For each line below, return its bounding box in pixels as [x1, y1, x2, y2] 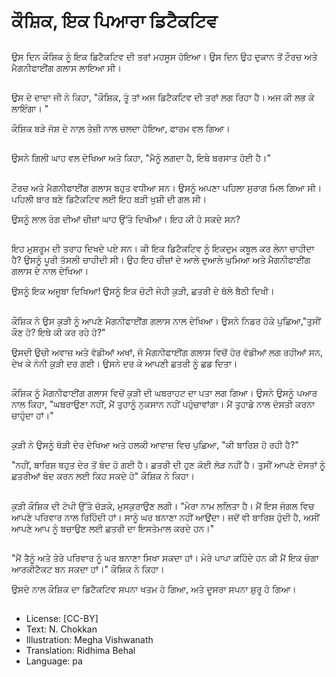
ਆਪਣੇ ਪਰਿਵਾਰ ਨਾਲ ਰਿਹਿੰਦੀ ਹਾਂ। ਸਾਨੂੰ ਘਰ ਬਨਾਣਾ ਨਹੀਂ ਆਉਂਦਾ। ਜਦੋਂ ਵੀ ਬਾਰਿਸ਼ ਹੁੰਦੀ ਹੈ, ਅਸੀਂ [11, 511, 320, 523]
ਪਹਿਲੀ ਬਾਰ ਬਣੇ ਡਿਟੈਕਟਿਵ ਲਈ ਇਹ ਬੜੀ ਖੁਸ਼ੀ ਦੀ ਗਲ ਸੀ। [11, 193, 208, 205]
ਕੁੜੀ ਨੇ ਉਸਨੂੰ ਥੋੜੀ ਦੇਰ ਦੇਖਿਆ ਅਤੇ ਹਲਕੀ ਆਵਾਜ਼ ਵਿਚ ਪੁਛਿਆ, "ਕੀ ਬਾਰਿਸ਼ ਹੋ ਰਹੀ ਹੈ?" [11, 439, 299, 451]
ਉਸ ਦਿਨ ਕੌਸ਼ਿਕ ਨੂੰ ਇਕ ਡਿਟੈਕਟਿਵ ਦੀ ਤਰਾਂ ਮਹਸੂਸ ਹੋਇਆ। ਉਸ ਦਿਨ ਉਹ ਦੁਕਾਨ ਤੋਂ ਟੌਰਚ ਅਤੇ [11, 50, 318, 62]
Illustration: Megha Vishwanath [25, 634, 154, 646]
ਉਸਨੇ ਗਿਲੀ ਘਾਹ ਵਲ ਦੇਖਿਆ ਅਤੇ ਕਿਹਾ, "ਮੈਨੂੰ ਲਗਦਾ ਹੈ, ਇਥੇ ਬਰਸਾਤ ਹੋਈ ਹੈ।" [11, 152, 271, 164]
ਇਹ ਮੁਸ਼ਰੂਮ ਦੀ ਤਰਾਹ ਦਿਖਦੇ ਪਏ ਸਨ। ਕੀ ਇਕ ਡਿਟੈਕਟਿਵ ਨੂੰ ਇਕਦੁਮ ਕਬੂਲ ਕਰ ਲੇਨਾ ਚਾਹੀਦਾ [11, 243, 315, 255]
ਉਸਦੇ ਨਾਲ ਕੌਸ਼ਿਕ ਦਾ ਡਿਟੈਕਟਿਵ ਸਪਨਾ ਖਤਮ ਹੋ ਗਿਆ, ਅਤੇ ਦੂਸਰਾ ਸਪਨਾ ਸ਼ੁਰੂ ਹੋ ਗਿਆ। [11, 583, 297, 595]
